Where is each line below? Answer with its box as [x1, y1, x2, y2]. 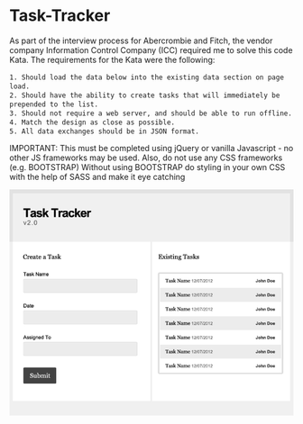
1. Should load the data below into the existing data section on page [9, 73, 284, 82]
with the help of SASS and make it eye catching [9, 171, 186, 182]
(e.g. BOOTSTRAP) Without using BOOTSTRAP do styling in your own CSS [9, 161, 286, 172]
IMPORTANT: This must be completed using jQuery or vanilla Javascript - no [9, 142, 294, 153]
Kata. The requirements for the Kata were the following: [9, 54, 216, 65]
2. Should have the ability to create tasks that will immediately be [9, 91, 280, 100]
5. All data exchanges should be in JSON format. [9, 127, 200, 136]
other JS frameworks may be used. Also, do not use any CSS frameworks [9, 152, 283, 163]
